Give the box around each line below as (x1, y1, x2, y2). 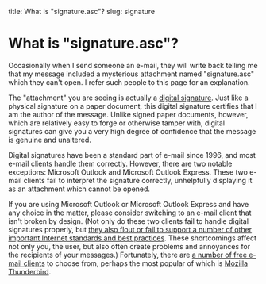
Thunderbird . (8, 267, 52, 276)
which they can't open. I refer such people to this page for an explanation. (8, 77, 250, 86)
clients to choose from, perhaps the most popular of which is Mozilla (23, 258, 249, 268)
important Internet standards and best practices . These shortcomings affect (8, 233, 256, 243)
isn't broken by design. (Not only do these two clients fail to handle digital (8, 216, 249, 225)
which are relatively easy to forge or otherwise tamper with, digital (8, 118, 225, 128)
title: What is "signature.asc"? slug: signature (8, 7, 156, 16)
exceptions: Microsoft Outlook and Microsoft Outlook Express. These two (8, 167, 249, 177)
